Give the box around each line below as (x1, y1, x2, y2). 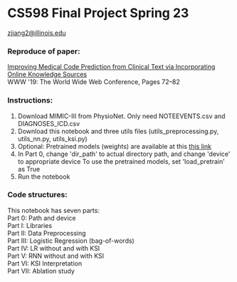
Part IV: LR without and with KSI (7, 244, 100, 252)
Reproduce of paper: (7, 46, 80, 56)
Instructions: (7, 95, 53, 105)
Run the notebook (17, 172, 70, 181)
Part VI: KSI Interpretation (7, 258, 83, 268)
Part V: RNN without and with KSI (7, 251, 105, 260)
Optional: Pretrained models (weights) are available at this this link (17, 142, 212, 150)
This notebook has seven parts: (7, 206, 100, 214)
